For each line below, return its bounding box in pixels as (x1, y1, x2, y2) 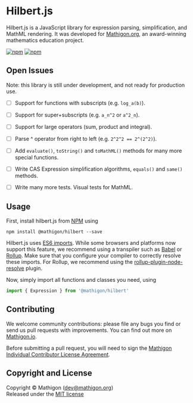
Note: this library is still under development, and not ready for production (6, 81, 185, 88)
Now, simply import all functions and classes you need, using (6, 276, 157, 283)
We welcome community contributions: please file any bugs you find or (6, 320, 181, 327)
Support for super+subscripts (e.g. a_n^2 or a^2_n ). (14, 111, 140, 118)
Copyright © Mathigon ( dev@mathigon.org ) (6, 384, 114, 391)
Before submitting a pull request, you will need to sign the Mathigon (6, 344, 172, 352)
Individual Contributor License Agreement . (6, 350, 110, 358)
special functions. (14, 154, 59, 161)
